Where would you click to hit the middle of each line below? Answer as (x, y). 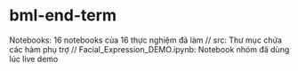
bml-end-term (63, 16)
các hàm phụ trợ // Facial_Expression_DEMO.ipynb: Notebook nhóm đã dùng (149, 49)
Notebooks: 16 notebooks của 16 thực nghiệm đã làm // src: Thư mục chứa (146, 40)
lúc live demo (34, 59)
